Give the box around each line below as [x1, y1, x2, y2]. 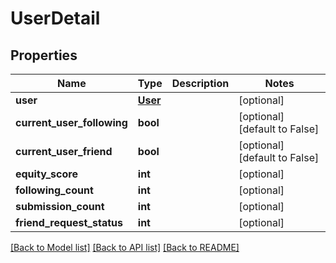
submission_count [15, 200, 105, 213]
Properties [10, 47, 78, 64]
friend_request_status [15, 216, 123, 229]
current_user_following [15, 116, 128, 129]
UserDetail [10, 7, 101, 30]
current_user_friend [15, 145, 113, 158]
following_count [15, 183, 94, 197]
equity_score [15, 167, 78, 181]
